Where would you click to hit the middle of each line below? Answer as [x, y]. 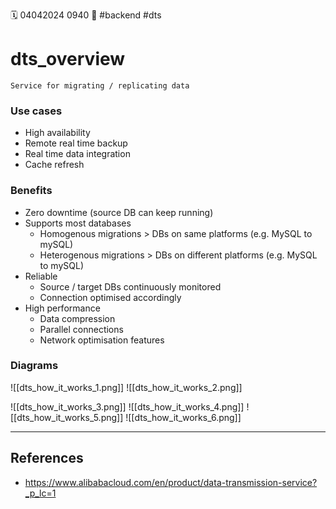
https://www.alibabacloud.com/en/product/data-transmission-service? [171, 482]
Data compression [77, 318]
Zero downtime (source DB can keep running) [119, 212]
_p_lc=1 [40, 493]
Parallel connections [81, 329]
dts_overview [68, 59]
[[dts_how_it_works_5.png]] [67, 417]
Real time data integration [77, 154]
